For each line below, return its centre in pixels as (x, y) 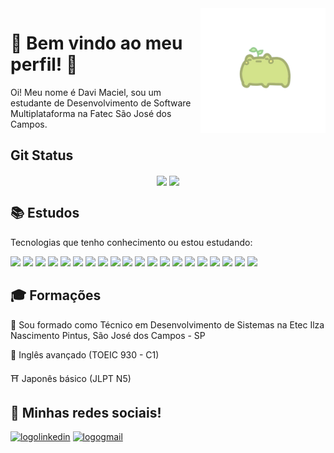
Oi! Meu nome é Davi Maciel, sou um (86, 92)
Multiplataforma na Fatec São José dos (91, 113)
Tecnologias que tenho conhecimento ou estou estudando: (131, 242)
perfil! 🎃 (44, 64)
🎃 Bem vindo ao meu (96, 43)
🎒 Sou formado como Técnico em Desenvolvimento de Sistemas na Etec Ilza (167, 324)
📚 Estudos (45, 213)
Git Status (42, 155)
